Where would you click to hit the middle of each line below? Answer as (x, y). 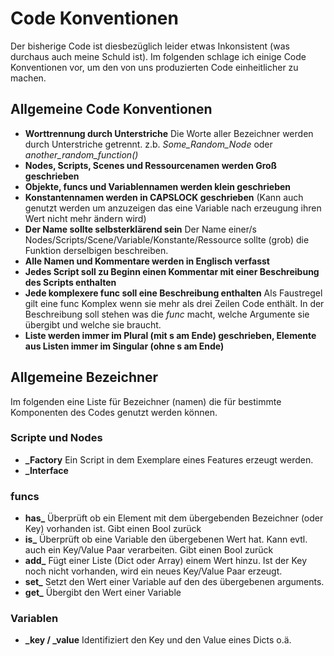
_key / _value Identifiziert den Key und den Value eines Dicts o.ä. (158, 640)
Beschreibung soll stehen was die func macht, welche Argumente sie (167, 314)
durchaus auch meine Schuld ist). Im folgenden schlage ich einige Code (158, 56)
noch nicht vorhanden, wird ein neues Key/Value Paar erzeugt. (153, 571)
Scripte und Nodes (56, 438)
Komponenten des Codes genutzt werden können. (114, 412)
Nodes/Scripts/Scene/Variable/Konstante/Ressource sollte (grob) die (167, 239)
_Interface (46, 470)
